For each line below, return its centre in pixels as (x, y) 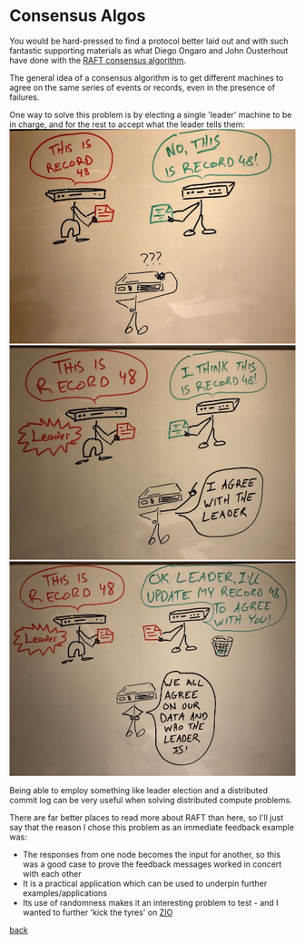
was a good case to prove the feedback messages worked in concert (152, 864)
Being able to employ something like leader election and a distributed (139, 790)
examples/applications (64, 893)
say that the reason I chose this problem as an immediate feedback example (152, 827)
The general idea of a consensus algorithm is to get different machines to (147, 77)
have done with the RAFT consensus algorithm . (98, 60)
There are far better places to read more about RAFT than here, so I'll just (147, 817)
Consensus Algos (78, 16)
